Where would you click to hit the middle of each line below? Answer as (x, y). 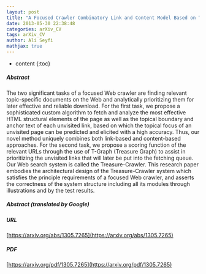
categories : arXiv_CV (34, 29)
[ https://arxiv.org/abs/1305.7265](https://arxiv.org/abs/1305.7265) (90, 235)
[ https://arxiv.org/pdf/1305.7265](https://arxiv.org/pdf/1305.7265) (89, 265)
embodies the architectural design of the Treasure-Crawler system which (99, 171)
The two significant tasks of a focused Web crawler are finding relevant (97, 93)
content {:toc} (33, 63)
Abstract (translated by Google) (48, 204)
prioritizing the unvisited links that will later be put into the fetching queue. (100, 158)
